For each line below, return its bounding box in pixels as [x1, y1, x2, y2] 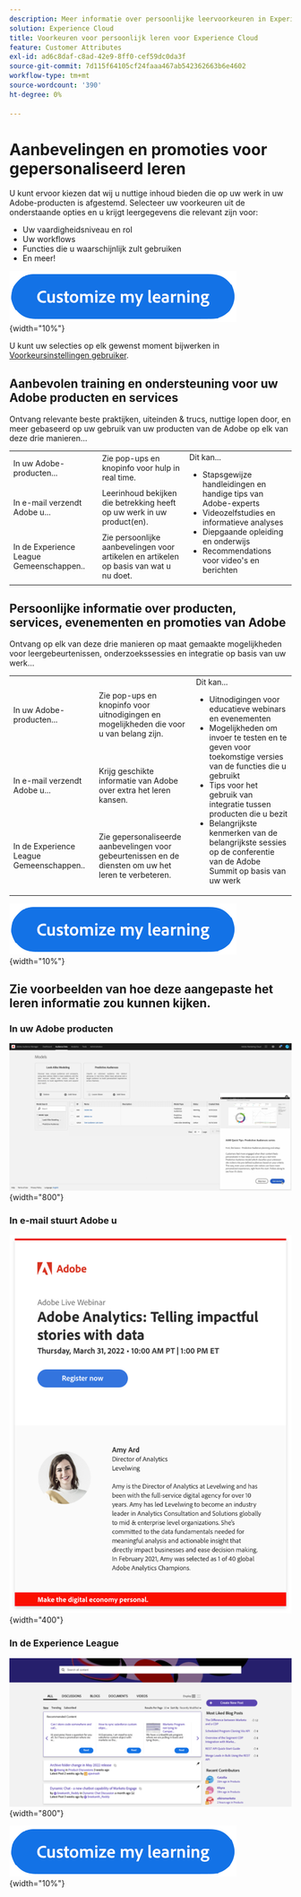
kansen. [98, 794, 128, 805]
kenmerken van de [209, 828, 278, 839]
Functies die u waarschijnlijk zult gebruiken [21, 243, 182, 255]
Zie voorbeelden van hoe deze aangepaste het [9, 981, 274, 996]
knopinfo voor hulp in [101, 463, 181, 474]
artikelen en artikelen [101, 552, 179, 562]
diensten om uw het [98, 859, 172, 870]
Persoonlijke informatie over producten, [9, 601, 236, 616]
